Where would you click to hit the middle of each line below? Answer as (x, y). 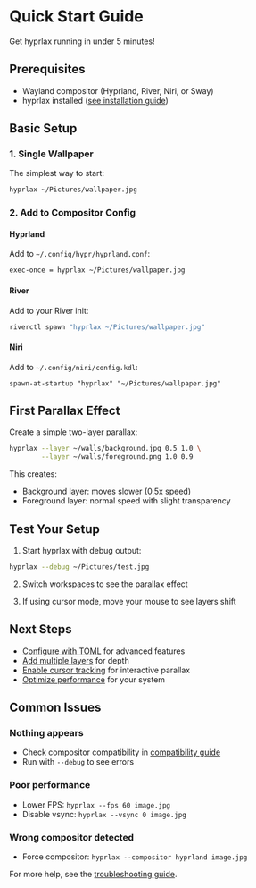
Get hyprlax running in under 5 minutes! (82, 41)
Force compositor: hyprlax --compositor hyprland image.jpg (135, 857)
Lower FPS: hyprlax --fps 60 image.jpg (96, 804)
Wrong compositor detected (72, 837)
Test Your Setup (55, 529)
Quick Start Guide (77, 17)
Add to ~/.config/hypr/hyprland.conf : (80, 254)
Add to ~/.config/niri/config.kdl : (74, 367)
